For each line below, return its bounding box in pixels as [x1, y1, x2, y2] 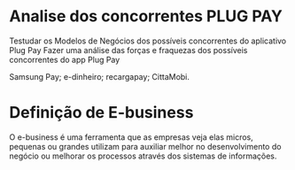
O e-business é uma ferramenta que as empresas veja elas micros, [9, 131, 254, 143]
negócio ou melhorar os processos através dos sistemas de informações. [9, 151, 277, 161]
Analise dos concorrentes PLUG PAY [9, 6, 283, 27]
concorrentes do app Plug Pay [9, 54, 120, 65]
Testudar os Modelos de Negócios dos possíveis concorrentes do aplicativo [9, 35, 287, 46]
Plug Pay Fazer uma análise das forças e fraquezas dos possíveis [9, 44, 248, 55]
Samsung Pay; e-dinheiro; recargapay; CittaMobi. [9, 71, 190, 81]
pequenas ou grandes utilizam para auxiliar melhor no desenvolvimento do [9, 141, 282, 151]
